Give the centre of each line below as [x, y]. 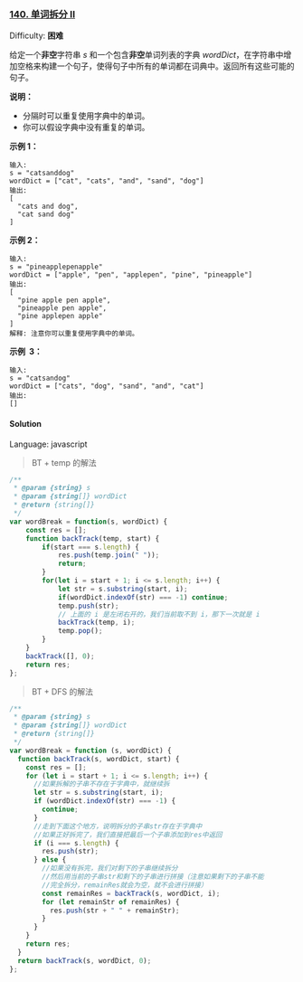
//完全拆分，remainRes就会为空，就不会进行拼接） [125, 885]
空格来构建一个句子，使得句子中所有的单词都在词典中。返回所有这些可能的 [156, 66]
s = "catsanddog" [42, 174]
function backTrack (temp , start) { [93, 538]
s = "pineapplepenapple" [56, 267]
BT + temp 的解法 [64, 462]
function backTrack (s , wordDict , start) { [99, 759]
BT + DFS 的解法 [62, 691]
